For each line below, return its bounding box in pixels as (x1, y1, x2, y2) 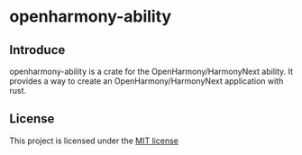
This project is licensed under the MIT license (9, 135, 178, 146)
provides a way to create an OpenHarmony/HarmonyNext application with (9, 76, 284, 87)
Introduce (9, 42, 66, 58)
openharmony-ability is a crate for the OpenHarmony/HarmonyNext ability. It (9, 66, 294, 77)
